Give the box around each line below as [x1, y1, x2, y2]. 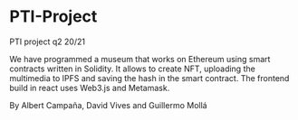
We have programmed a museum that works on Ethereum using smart [9, 53, 271, 64]
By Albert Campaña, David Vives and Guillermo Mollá [9, 99, 207, 110]
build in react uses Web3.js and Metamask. [9, 82, 170, 93]
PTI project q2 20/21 [9, 36, 86, 47]
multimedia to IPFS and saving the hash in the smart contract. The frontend [9, 72, 290, 83]
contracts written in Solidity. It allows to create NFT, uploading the [9, 63, 255, 74]
